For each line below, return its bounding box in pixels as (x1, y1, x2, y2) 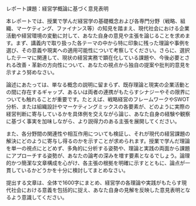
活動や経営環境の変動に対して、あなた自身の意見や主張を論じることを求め (6, 32, 185, 39)
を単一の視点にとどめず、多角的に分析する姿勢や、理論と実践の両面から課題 (6, 145, 190, 152)
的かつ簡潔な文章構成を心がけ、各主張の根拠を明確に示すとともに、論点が (6, 160, 185, 166)
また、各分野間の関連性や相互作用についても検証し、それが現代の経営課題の (6, 131, 190, 137)
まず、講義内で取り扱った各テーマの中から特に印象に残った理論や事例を (15, 40, 190, 46)
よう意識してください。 (11, 194, 68, 201)
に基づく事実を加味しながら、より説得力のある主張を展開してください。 (6, 118, 180, 125)
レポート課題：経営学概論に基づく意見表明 (6, 5, 109, 12)
